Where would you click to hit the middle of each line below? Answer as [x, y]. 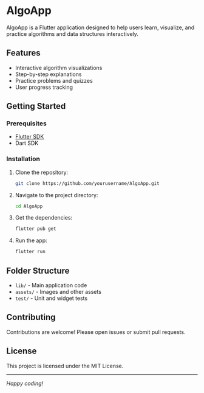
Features [23, 53]
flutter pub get [36, 229]
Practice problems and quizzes [54, 80]
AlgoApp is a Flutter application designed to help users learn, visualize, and [100, 27]
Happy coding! [25, 383]
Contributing [31, 317]
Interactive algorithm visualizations [59, 68]
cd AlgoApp [29, 206]
